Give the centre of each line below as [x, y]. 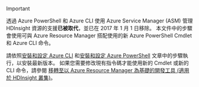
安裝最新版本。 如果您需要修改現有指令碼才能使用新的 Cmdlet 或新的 [105, 63]
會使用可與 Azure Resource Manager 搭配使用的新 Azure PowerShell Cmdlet [99, 36]
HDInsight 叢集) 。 [34, 78]
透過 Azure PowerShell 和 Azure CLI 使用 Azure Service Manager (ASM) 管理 [99, 21]
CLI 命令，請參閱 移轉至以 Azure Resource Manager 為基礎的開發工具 [91, 70]
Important [18, 9]
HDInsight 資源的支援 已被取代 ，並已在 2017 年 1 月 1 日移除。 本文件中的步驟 [99, 28]
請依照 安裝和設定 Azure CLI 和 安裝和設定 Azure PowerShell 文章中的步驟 [95, 55]
